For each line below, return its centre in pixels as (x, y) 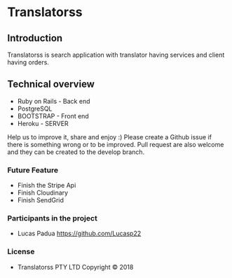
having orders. (28, 62)
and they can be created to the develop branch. (76, 152)
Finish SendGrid (41, 200)
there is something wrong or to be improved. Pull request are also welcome (116, 144)
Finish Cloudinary (43, 193)
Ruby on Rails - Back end (54, 101)
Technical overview (51, 84)
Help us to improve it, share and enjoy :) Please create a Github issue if (110, 137)
